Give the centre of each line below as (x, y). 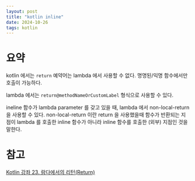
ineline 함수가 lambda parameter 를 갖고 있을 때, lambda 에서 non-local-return (98, 108)
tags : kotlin (22, 28)
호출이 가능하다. (24, 83)
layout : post (22, 11)
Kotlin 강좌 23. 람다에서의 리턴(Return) (51, 172)
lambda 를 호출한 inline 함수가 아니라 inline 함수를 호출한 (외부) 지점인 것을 (102, 122)
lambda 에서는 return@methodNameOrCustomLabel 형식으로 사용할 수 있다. (90, 95)
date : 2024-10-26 (27, 22)
